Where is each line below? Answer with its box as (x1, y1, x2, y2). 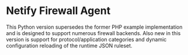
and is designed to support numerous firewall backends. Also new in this (6, 29, 181, 36)
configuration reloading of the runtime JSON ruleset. (6, 42, 133, 49)
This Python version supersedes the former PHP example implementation (6, 23, 183, 30)
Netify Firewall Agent (6, 4, 111, 18)
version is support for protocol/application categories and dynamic (6, 36, 167, 43)
